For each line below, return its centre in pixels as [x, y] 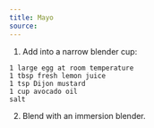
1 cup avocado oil [43, 91]
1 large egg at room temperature [72, 68]
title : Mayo [31, 17]
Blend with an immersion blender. [84, 115]
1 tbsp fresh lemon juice [57, 76]
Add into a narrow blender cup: [80, 51]
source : [24, 26]
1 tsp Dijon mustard [48, 83]
